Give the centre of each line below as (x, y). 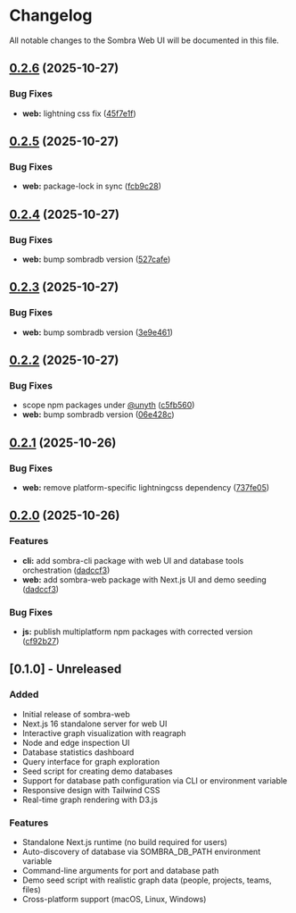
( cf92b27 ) (41, 641)
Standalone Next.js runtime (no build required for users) (124, 842)
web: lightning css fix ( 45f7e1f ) (79, 113)
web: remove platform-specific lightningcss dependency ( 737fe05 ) (146, 488)
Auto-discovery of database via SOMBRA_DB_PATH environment (141, 852)
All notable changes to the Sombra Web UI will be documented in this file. (144, 40)
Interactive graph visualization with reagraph (104, 733)
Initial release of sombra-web (76, 714)
